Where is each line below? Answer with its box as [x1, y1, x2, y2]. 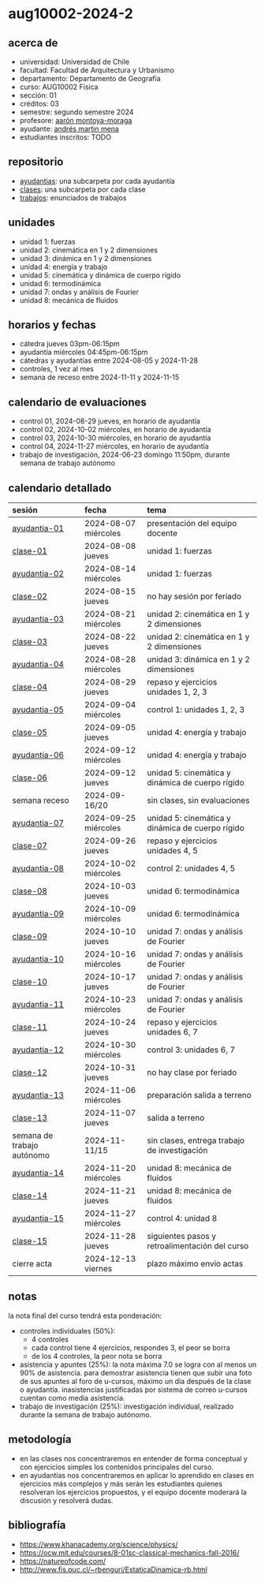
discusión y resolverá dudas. [19, 1495, 114, 1505]
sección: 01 [19, 91, 57, 99]
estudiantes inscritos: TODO [19, 132, 112, 142]
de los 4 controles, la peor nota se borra [31, 1351, 162, 1360]
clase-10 [12, 976, 47, 987]
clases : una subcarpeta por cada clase [19, 185, 146, 194]
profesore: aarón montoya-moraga [19, 116, 132, 125]
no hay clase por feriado [147, 1067, 237, 1078]
